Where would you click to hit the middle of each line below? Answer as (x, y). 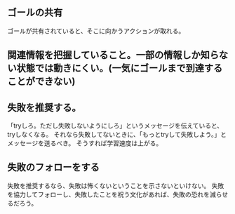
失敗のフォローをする (53, 167)
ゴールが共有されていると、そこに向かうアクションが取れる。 (96, 31)
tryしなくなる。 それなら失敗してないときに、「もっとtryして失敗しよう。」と (117, 135)
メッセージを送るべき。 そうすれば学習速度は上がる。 (85, 143)
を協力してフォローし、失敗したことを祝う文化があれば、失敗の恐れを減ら (115, 194)
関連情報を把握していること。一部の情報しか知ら (113, 55)
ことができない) (41, 82)
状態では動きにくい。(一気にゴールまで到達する (120, 68)
